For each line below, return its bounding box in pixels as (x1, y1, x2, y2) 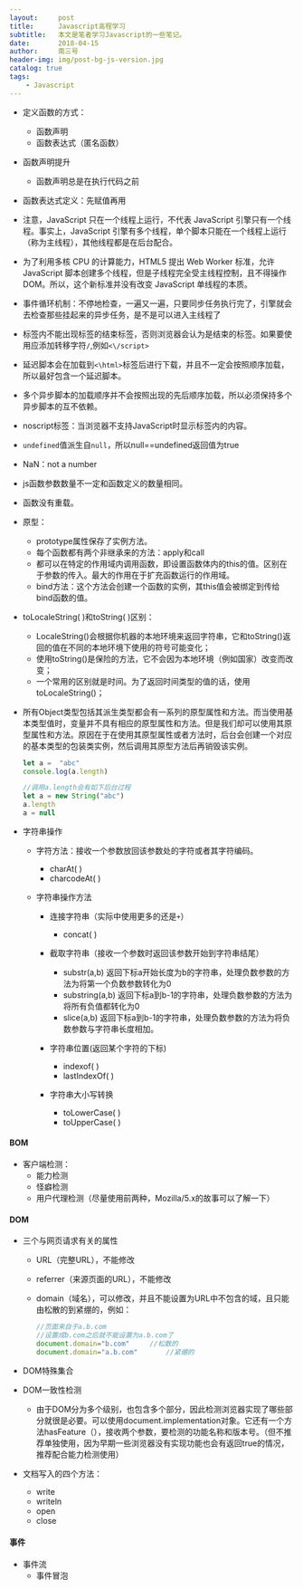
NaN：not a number (22, 458, 98, 469)
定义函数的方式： (22, 106, 87, 118)
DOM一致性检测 (22, 1384, 82, 1395)
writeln (35, 1496, 62, 1507)
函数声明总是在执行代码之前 (35, 176, 140, 187)
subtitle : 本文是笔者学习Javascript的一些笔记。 (9, 30, 187, 39)
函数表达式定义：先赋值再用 (22, 195, 127, 206)
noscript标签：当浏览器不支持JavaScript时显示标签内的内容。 (22, 420, 252, 431)
